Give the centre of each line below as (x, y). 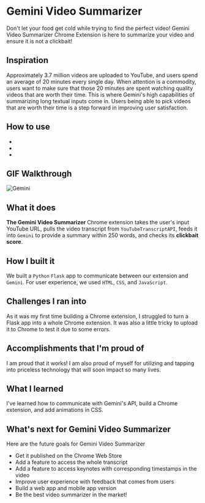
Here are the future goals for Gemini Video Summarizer (76, 444)
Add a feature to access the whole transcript (71, 462)
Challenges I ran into (47, 302)
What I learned (35, 389)
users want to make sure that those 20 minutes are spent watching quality (100, 88)
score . (15, 242)
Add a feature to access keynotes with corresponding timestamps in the (106, 469)
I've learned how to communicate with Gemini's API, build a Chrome (92, 403)
